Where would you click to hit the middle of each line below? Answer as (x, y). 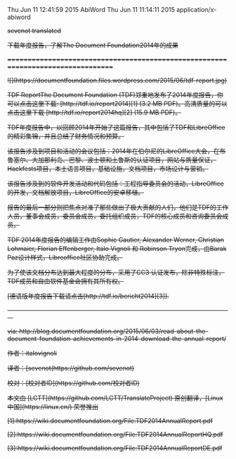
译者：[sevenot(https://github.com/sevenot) (71, 368)
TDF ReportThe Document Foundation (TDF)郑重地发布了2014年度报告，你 (115, 95)
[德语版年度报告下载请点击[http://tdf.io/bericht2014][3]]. (88, 296)
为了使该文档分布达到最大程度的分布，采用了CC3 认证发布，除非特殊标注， (116, 272)
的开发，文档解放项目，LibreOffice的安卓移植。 (76, 192)
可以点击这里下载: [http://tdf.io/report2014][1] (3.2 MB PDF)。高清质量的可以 (117, 104)
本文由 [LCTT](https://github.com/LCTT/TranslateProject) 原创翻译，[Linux (115, 398)
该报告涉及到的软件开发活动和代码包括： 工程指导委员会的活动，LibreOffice (116, 183)
